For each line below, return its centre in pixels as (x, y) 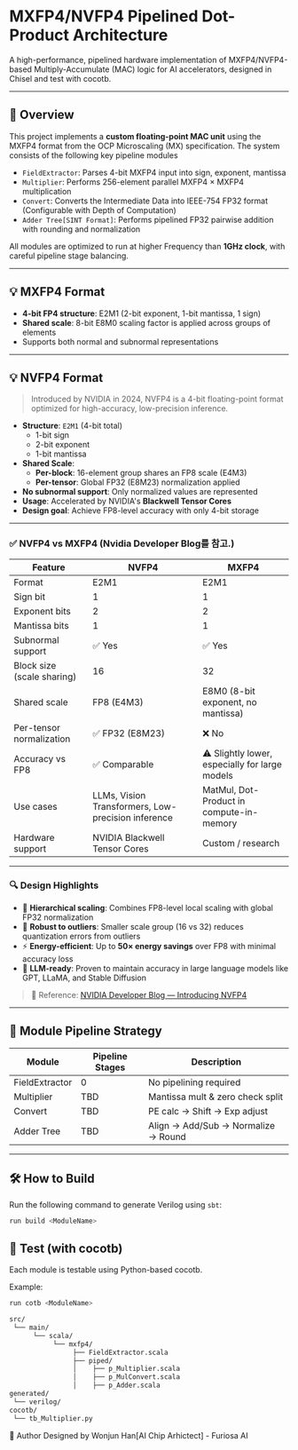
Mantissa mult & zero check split (216, 1097)
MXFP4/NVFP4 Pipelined (104, 16)
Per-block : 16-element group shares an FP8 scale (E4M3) (141, 473)
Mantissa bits (41, 625)
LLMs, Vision (119, 795)
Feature (49, 567)
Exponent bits (42, 611)
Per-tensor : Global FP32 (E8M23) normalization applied (138, 482)
